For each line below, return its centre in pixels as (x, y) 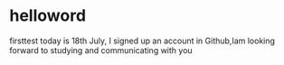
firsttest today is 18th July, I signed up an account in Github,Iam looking (142, 41)
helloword (48, 16)
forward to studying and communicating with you (101, 50)
